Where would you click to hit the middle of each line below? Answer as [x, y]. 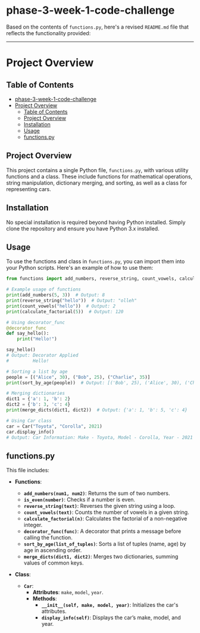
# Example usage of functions [44, 289]
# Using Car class [29, 420]
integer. [33, 525]
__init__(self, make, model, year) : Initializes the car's [110, 605]
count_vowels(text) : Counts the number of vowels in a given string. [106, 512]
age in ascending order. [53, 550]
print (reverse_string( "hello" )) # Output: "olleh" [71, 301]
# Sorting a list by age [37, 372]
